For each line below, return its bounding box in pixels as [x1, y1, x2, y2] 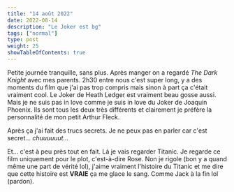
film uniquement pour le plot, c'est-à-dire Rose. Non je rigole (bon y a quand [7, 154, 227, 163]
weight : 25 [7, 43, 39, 50]
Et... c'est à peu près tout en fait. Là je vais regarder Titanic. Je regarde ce [7, 147, 221, 156]
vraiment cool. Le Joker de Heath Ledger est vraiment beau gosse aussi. [7, 90, 217, 98]
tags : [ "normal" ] [7, 29, 58, 37]
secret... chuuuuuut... [7, 133, 69, 142]
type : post [7, 36, 39, 43]
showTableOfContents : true [7, 50, 86, 57]
